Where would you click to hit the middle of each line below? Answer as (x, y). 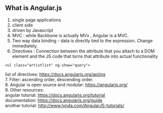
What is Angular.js (34, 8)
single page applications (36, 20)
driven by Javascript (33, 30)
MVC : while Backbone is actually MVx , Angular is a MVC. (70, 35)
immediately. (25, 45)
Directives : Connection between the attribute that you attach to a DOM (83, 51)
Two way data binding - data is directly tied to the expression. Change (82, 41)
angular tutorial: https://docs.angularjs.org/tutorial (55, 95)
